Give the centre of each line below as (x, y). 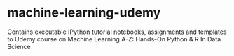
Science (19, 46)
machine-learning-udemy (84, 13)
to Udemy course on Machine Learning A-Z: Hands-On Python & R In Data (114, 39)
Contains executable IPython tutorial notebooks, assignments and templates (117, 32)
